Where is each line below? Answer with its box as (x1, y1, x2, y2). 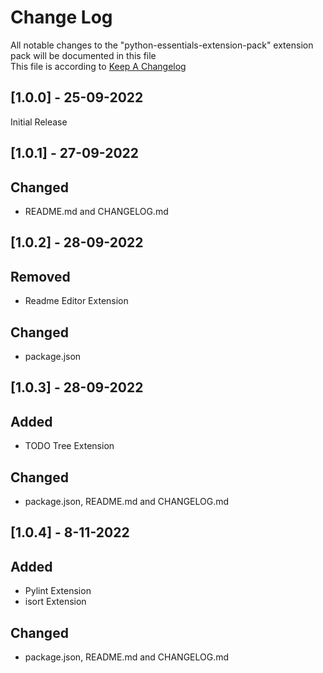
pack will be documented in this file (10, 49, 157, 61)
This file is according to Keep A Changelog (10, 60, 187, 72)
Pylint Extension (24, 585, 92, 597)
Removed (10, 268, 71, 285)
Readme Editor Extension (24, 295, 129, 307)
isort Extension (24, 596, 87, 608)
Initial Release (10, 116, 68, 128)
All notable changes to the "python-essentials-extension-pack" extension (10, 39, 314, 51)
